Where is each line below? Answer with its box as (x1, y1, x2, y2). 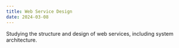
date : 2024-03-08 (6, 14, 49, 20)
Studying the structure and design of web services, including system (6, 30, 174, 37)
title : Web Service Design (6, 8, 73, 15)
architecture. (6, 36, 37, 43)
